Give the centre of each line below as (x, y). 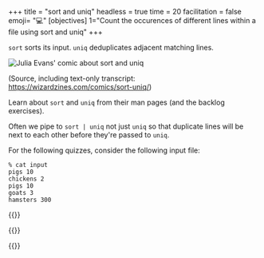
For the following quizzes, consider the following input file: (104, 150)
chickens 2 (26, 179)
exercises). (26, 111)
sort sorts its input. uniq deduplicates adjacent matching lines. (111, 48)
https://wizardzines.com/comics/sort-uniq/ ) (80, 87)
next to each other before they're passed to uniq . (89, 135)
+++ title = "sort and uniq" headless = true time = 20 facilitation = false (125, 12)
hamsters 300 (30, 200)
